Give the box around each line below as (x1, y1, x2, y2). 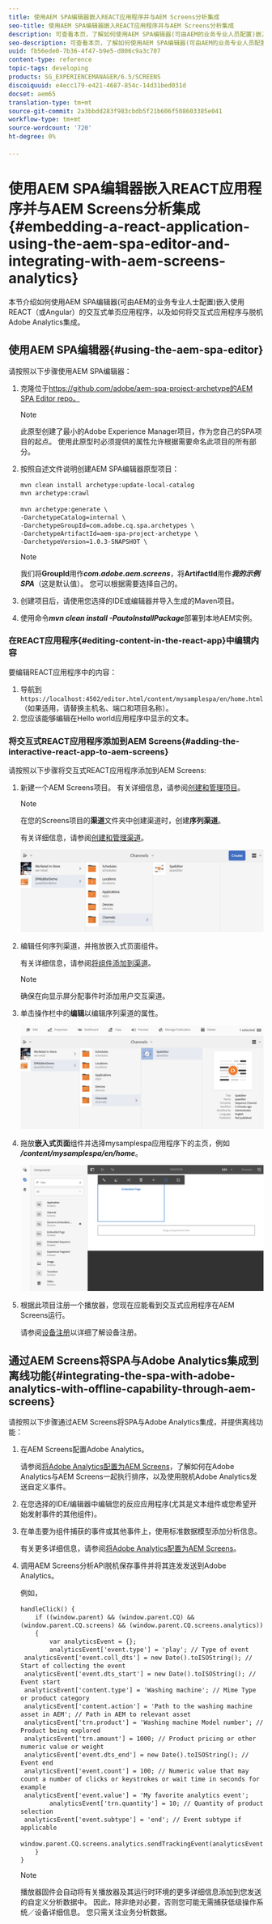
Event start (19, 1678, 61, 1686)
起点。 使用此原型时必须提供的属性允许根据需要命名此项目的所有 (34, 436, 249, 446)
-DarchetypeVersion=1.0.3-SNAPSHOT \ (19, 537, 148, 546)
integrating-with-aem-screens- (8, 252, 226, 270)
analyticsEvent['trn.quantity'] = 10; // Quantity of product (49, 1799, 264, 1807)
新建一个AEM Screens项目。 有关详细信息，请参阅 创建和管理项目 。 (19, 783, 245, 792)
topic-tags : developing (8, 65, 89, 73)
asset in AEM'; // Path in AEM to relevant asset (19, 1710, 192, 1718)
